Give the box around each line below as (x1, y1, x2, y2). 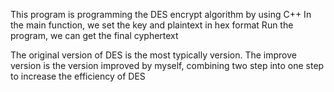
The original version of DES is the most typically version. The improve (10, 49, 297, 61)
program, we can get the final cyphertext (10, 30, 179, 41)
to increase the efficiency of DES (10, 70, 146, 82)
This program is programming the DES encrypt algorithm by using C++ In (10, 9, 312, 20)
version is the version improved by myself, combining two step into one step (10, 60, 325, 71)
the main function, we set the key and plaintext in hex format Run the (10, 19, 294, 31)
